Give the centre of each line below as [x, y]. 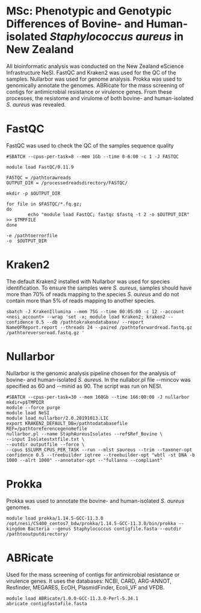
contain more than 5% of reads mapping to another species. [81, 300]
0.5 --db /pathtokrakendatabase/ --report [90, 322]
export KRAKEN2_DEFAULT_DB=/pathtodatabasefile [67, 423]
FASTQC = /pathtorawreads [39, 178]
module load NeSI [28, 413]
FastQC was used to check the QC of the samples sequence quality [90, 145]
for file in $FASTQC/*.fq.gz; [44, 204]
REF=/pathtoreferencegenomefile [47, 429]
